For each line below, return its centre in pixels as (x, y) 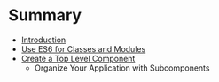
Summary (45, 15)
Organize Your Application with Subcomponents (122, 68)
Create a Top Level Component (78, 58)
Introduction (43, 40)
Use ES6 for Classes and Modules (83, 48)
